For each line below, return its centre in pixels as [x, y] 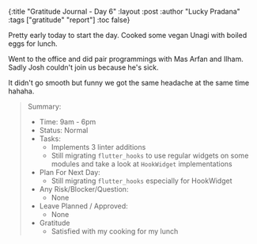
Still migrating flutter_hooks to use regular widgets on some [150, 155]
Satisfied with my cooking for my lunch [115, 231]
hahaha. [21, 91]
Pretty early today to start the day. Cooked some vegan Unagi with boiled [128, 35]
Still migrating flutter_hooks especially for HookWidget [142, 181]
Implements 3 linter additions [98, 147]
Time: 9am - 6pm [68, 122]
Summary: [44, 107]
